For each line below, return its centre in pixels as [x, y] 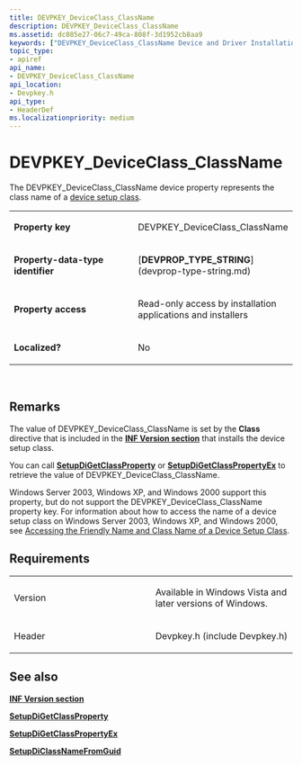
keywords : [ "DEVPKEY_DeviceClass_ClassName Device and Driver [128, 43]
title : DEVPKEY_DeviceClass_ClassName [82, 18]
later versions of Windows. [212, 603]
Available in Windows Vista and [222, 592]
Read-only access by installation [207, 304]
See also [34, 677]
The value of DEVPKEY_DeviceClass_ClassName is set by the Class [135, 428]
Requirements [49, 559]
